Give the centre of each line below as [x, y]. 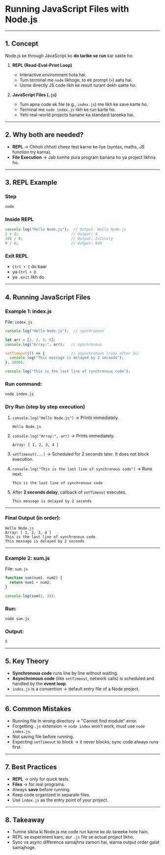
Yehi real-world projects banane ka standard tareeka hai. [77, 115]
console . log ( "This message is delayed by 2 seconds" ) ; [67, 358]
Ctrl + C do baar [29, 266]
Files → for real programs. [39, 784]
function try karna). [32, 152]
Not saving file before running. [43, 736]
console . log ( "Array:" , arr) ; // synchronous [54, 344]
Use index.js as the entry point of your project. [60, 800]
